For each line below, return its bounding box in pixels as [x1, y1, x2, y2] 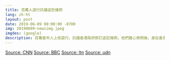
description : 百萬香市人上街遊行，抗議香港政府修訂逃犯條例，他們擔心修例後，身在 [5, 36, 159, 41]
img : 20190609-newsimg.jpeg [5, 26, 65, 31]
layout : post [5, 17, 33, 22]
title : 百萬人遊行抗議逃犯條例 [5, 7, 63, 13]
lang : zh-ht [5, 12, 30, 17]
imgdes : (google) [5, 31, 42, 36]
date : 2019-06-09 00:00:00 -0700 [5, 21, 76, 27]
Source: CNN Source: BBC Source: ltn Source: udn [5, 49, 111, 55]
